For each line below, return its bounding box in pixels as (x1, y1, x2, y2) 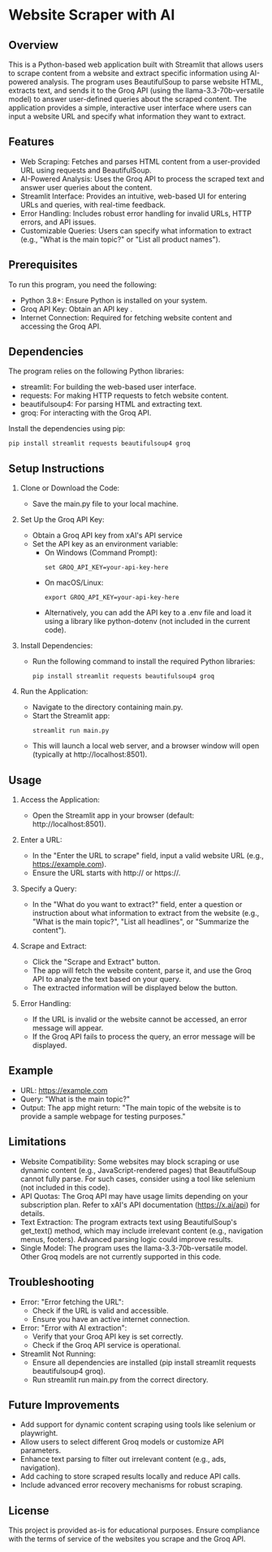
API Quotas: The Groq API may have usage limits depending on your (19, 1191, 248, 1201)
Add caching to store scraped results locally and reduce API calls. (19, 1471, 241, 1481)
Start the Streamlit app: (32, 711, 110, 721)
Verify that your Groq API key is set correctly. (32, 1332, 184, 1341)
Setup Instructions (8, 461, 105, 475)
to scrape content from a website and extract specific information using (8, 68, 248, 78)
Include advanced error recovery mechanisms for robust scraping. (19, 1480, 244, 1490)
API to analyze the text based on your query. (32, 974, 181, 984)
